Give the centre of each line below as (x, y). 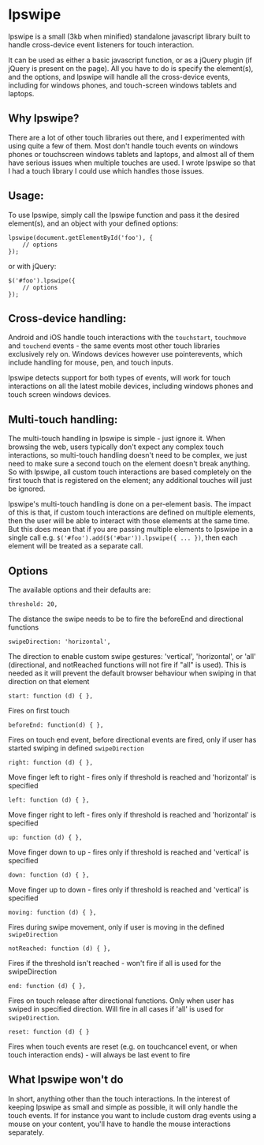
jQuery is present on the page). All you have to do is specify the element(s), (131, 68)
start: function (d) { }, (50, 696)
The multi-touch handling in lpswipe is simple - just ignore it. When (117, 439)
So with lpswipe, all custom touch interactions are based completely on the (130, 472)
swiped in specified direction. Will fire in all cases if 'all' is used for (116, 1009)
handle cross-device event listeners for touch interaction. (101, 44)
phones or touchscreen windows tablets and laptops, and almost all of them (131, 154)
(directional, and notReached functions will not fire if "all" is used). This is (127, 665)
